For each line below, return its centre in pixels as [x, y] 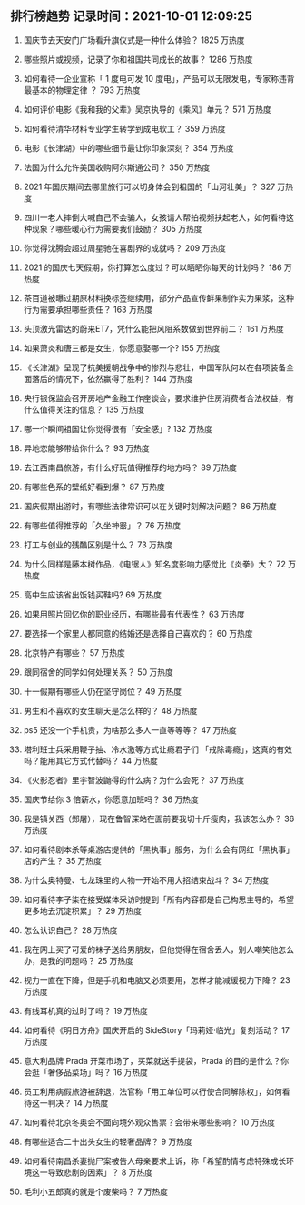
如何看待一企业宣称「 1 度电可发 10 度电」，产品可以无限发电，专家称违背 [159, 78]
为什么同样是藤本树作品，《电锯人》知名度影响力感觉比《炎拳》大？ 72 [155, 564]
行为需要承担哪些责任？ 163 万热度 [88, 309]
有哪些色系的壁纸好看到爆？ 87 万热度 [94, 487]
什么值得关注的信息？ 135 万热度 [84, 409]
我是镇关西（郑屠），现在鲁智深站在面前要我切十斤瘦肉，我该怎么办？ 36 [159, 818]
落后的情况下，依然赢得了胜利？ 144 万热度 [112, 378]
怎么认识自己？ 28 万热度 [70, 929]
